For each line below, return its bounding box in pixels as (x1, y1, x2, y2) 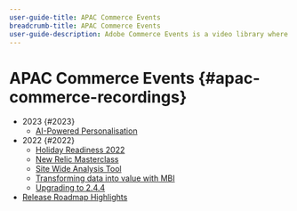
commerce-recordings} (9, 86, 188, 107)
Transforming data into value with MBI (35, 173, 175, 183)
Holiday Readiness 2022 (35, 144, 125, 156)
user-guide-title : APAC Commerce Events (9, 12, 162, 22)
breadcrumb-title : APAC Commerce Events (9, 21, 162, 30)
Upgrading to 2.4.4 (35, 183, 106, 193)
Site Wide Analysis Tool (35, 164, 122, 174)
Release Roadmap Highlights (21, 192, 128, 203)
